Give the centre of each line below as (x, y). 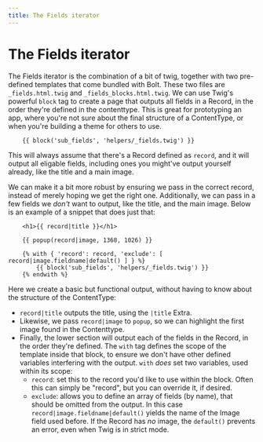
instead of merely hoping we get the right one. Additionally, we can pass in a (132, 195)
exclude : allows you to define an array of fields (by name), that (132, 396)
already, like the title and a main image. (71, 172)
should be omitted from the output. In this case (107, 404)
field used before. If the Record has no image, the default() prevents (143, 421)
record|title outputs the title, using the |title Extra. (106, 312)
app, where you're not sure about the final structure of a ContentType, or (126, 118)
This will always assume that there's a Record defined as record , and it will (129, 155)
